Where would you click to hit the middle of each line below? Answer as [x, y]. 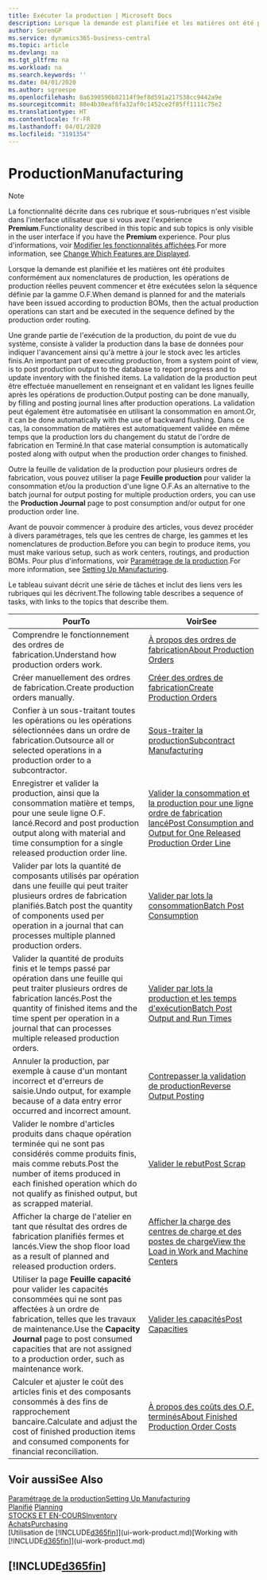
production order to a [52, 760]
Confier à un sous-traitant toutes [74, 710]
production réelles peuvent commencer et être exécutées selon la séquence [133, 286]
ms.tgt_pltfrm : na [39, 61]
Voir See [201, 621]
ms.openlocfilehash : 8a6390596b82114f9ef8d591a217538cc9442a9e [115, 97]
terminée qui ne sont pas [58, 1143]
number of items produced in [66, 1174]
